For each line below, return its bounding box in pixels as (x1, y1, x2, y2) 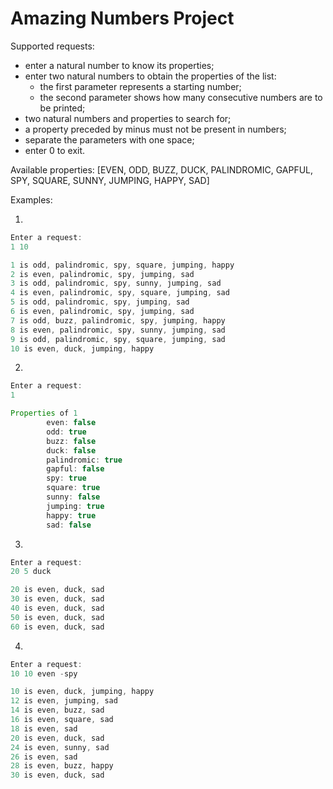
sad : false (46, 520, 92, 530)
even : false (46, 418, 97, 428)
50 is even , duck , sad (10, 612, 105, 622)
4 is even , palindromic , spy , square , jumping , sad (10, 288, 230, 298)
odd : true (46, 427, 87, 437)
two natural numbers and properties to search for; (24, 112, 232, 124)
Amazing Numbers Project (10, 7, 235, 30)
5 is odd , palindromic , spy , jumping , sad (10, 297, 190, 307)
